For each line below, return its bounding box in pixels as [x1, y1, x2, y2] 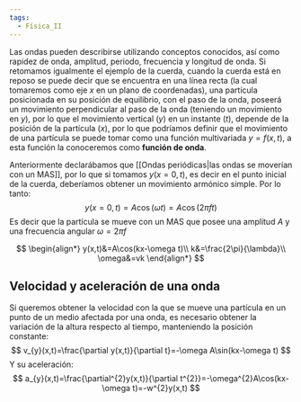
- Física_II [17, 22, 63, 31]
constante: [9, 331, 49, 342]
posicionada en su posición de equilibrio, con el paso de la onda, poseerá [9, 94, 282, 104]
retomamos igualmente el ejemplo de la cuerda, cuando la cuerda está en [9, 65, 281, 76]
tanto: [9, 188, 31, 199]
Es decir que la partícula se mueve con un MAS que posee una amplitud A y [9, 216, 290, 227]
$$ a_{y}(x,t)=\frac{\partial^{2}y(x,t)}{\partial [12, 373, 179, 384]
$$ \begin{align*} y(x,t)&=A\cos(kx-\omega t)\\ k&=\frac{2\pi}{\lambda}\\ [16, 243, 286, 254]
